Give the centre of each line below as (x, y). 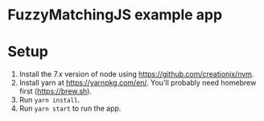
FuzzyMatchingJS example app (115, 15)
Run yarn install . (49, 100)
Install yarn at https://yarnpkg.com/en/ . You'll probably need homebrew (138, 83)
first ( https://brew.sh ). (55, 91)
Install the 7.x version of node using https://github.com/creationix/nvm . (136, 74)
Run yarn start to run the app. (70, 108)
